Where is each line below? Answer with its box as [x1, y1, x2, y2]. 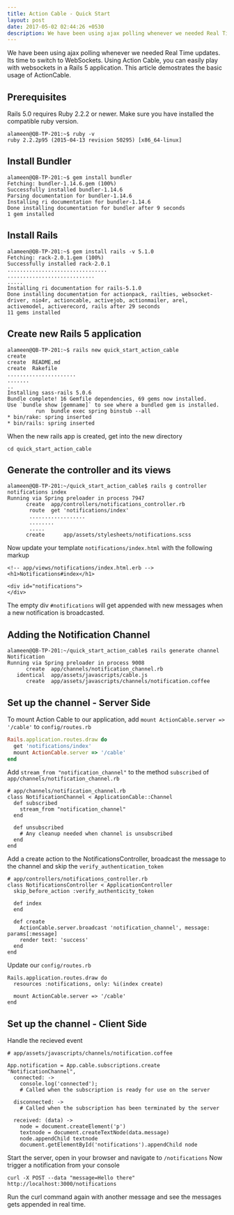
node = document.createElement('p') [19, 1123, 127, 1130]
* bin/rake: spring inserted [7, 413, 92, 420]
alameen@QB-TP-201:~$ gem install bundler [7, 174, 132, 181]
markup [7, 551, 30, 560]
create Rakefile [7, 365, 58, 372]
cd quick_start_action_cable [7, 445, 92, 452]
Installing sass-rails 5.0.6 [7, 389, 92, 396]
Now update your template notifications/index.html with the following [7, 544, 212, 552]
